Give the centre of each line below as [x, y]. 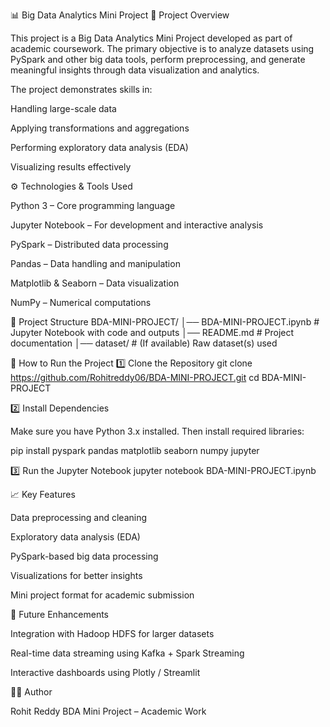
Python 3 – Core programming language [93, 205]
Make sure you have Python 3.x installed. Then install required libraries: [157, 431]
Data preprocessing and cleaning [79, 517]
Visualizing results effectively [71, 167]
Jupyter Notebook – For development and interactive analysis [137, 225]
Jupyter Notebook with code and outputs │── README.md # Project [152, 332]
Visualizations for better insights [76, 575]
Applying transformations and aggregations [100, 128]
